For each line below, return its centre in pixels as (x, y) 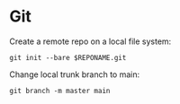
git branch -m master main (60, 91)
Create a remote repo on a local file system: (90, 41)
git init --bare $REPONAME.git (68, 57)
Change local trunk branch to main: (75, 74)
